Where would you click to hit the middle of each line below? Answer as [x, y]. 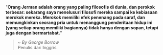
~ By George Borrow [38, 42]
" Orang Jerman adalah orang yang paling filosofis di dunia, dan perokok [80, 7]
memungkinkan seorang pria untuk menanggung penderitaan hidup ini [79, 22]
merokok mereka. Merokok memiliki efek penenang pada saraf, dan [75, 17]
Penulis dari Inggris [37, 47]
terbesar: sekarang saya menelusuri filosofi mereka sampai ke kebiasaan [82, 12]
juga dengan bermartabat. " [34, 33]
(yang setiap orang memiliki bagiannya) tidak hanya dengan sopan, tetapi [82, 28]
